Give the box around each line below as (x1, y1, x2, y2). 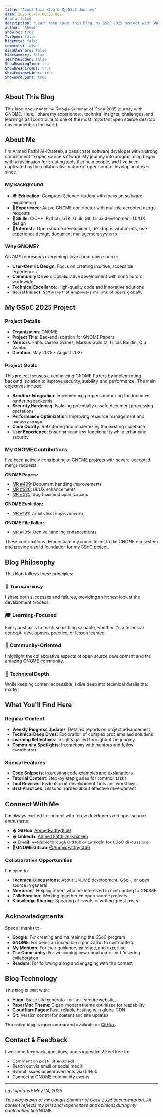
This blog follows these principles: (5, 571, 74, 577)
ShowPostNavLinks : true (5, 71, 53, 75)
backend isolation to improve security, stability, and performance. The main (5, 378, 156, 384)
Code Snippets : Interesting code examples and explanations (12, 770, 133, 776)
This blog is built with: (5, 987, 49, 993)
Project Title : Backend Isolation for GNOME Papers (12, 334, 115, 340)
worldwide (12, 278, 33, 285)
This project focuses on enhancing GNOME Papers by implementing (5, 373, 142, 379)
